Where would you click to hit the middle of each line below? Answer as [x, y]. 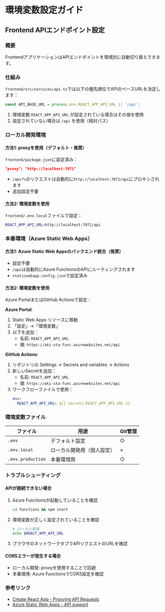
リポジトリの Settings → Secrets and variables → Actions [71, 365]
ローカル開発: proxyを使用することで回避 [54, 568]
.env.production [27, 459]
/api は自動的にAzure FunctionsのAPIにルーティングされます [74, 269]
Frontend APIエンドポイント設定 [55, 30]
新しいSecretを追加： [34, 371]
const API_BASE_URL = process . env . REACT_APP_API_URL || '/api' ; [73, 104]
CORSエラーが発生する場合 [33, 556]
